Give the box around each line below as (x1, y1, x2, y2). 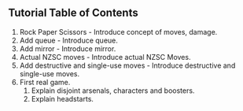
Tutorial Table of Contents (8, 6, 139, 20)
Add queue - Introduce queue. (19, 35, 118, 45)
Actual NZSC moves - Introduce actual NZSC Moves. (19, 52, 191, 61)
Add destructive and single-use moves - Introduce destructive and (19, 61, 236, 70)
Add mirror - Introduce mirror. (19, 43, 116, 54)
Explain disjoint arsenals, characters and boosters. (31, 86, 195, 95)
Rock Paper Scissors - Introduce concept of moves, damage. (19, 27, 218, 36)
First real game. (19, 77, 71, 87)
